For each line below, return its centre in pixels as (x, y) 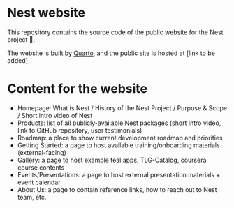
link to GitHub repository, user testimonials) (80, 130)
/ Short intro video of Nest (55, 115)
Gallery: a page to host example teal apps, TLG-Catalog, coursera (112, 160)
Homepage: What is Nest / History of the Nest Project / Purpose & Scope (122, 108)
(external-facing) (42, 152)
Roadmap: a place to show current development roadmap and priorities (120, 138)
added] (17, 60)
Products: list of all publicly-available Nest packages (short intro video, (119, 123)
